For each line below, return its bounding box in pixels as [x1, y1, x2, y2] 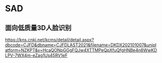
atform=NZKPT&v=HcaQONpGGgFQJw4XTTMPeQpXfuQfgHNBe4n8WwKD [5, 47, 157, 53]
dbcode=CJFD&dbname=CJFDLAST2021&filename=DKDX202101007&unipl [5, 42, 157, 48]
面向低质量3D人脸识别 [5, 23, 72, 32]
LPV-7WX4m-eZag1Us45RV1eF [5, 52, 68, 58]
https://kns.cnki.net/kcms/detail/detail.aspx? [5, 37, 94, 42]
